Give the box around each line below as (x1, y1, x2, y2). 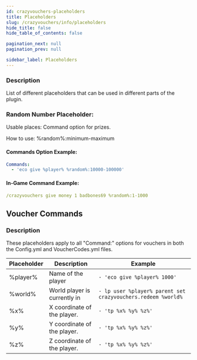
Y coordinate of (49, 320, 92, 328)
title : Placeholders (6, 14, 57, 20)
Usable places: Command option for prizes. (6, 124, 111, 131)
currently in (49, 294, 81, 302)
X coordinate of (49, 303, 92, 311)
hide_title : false (6, 25, 51, 31)
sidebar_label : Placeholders (6, 57, 77, 63)
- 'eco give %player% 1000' (98, 274, 177, 281)
